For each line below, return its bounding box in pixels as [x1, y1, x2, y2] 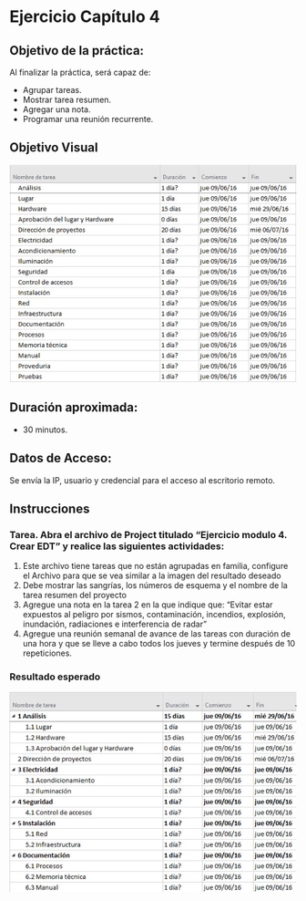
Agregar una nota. [22, 104, 91, 115]
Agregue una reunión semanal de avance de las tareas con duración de [22, 628, 291, 639]
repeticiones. [22, 647, 73, 658]
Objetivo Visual [9, 140, 98, 156]
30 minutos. [22, 424, 68, 435]
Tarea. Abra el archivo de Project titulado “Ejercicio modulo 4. [9, 528, 288, 541]
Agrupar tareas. [22, 85, 82, 95]
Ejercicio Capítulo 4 [9, 6, 161, 27]
